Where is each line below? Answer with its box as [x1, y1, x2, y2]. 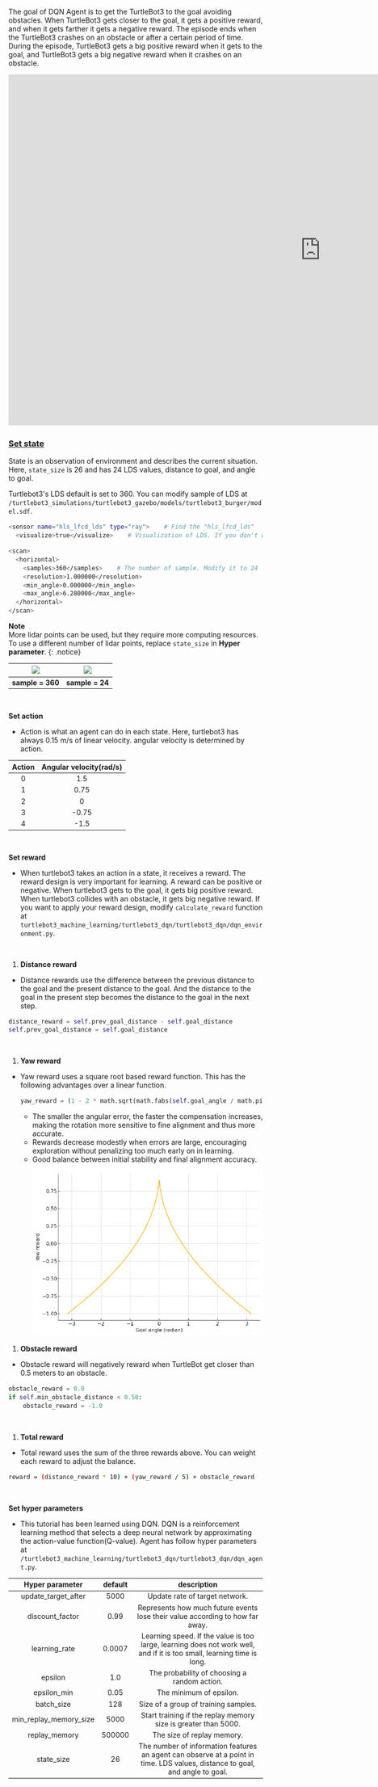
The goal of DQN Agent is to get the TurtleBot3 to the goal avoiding [8, 7, 232, 16]
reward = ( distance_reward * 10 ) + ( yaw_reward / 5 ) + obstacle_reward [8, 1473, 254, 1481]
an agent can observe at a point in [141, 1750, 254, 1760]
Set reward [8, 852, 46, 862]
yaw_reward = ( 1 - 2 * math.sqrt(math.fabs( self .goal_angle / [19, 1097, 234, 1105]
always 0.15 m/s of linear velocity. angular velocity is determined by [19, 735, 245, 746]
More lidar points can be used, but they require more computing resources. [8, 630, 258, 640]
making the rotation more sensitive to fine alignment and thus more [31, 1121, 256, 1130]
